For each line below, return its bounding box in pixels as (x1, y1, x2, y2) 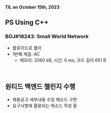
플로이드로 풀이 (12, 45, 42, 51)
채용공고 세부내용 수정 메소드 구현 (12, 96, 77, 102)
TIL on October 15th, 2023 (5, 4, 60, 10)
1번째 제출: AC (12, 51, 40, 57)
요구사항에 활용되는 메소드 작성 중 (12, 103, 77, 109)
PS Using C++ (5, 18, 49, 27)
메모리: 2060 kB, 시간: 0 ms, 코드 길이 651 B (19, 57, 107, 63)
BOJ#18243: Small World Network (5, 33, 89, 40)
